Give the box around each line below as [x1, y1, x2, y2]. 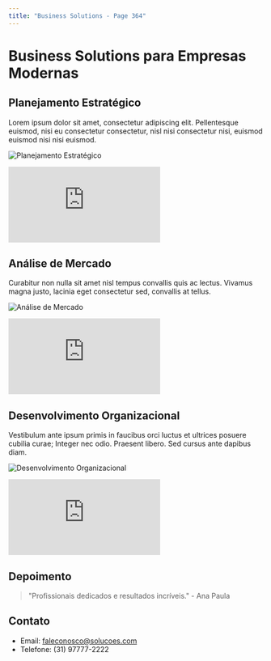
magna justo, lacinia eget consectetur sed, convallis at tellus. [8, 286, 212, 296]
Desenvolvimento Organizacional [8, 409, 180, 422]
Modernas [8, 64, 79, 82]
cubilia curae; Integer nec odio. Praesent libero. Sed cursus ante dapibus [8, 439, 252, 449]
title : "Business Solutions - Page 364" [8, 11, 147, 20]
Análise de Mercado [8, 256, 112, 271]
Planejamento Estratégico [8, 96, 142, 110]
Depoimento [8, 570, 72, 583]
